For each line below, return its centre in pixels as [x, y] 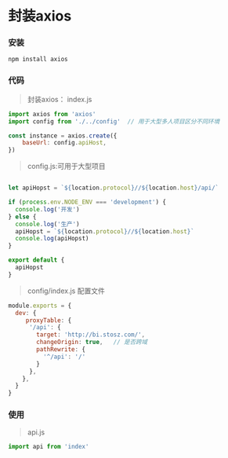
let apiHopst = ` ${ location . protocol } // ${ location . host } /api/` [114, 188]
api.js [36, 432]
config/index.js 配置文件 [66, 291]
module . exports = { [40, 306]
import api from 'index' [49, 447]
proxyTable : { [49, 320]
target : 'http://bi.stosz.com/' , [91, 335]
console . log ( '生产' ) [47, 224]
